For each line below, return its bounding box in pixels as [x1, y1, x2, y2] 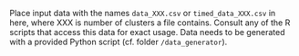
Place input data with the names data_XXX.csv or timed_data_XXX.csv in [9, 8, 276, 18]
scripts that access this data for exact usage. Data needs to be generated [9, 27, 285, 37]
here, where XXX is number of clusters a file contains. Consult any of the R [9, 17, 291, 28]
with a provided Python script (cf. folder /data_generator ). [9, 36, 228, 47]
